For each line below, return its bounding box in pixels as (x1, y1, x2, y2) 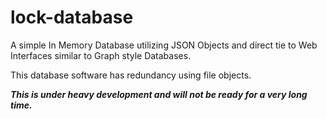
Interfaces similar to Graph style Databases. (10, 49, 192, 61)
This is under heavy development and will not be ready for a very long (10, 88, 308, 100)
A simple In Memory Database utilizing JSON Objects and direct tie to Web (10, 39, 318, 51)
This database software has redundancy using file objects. (10, 69, 252, 81)
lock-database (10, 6, 134, 29)
